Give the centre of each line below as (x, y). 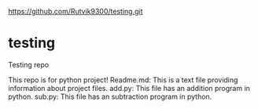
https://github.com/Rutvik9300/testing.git (76, 11)
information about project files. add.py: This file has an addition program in (129, 88)
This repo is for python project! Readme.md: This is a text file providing (123, 80)
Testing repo (29, 64)
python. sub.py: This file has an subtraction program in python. (110, 96)
